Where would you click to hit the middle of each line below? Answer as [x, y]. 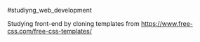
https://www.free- [167, 23]
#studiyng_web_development [50, 10]
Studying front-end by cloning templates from [73, 23]
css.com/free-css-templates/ [50, 31]
